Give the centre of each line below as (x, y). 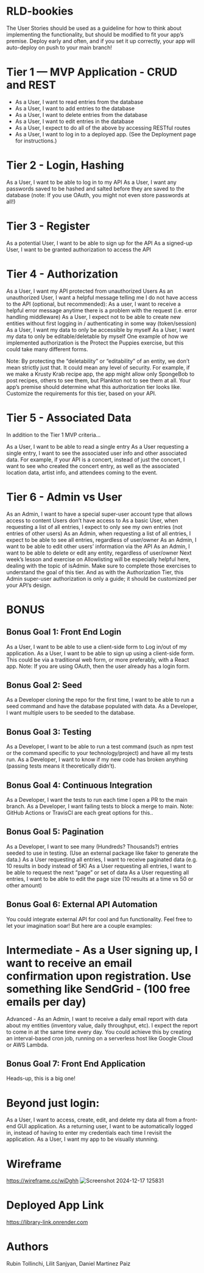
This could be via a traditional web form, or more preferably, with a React (98, 659)
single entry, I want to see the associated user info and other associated (97, 453)
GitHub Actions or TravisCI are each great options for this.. (80, 813)
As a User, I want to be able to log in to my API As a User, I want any (91, 182)
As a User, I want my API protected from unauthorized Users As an (90, 291)
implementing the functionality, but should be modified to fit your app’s (95, 34)
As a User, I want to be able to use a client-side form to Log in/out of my (97, 647)
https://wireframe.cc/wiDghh (43, 1181)
